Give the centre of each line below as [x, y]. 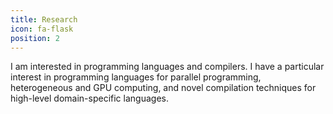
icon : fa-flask [42, 29]
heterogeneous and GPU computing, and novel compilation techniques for [163, 88]
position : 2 [35, 38]
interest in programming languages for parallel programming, [136, 77]
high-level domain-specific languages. [89, 98]
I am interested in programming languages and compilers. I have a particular [167, 67]
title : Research [44, 19]
